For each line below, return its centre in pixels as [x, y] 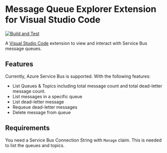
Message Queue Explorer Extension [81, 9]
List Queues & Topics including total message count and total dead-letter [87, 86]
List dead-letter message [38, 102]
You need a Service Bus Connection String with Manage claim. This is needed [83, 140]
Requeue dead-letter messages [45, 107]
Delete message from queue [42, 112]
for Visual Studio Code [53, 20]
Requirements [27, 128]
